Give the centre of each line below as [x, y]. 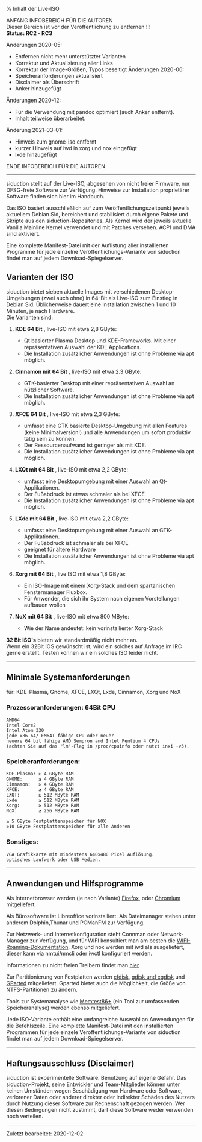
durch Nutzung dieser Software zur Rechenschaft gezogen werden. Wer [96, 1103]
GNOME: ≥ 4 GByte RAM [40, 779]
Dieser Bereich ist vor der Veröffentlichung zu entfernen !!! [78, 27]
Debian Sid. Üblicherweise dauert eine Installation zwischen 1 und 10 [91, 304]
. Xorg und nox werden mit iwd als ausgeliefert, [126, 947]
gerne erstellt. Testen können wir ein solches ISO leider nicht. [82, 652]
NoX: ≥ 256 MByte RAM [43, 811]
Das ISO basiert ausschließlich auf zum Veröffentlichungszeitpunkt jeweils [98, 208]
